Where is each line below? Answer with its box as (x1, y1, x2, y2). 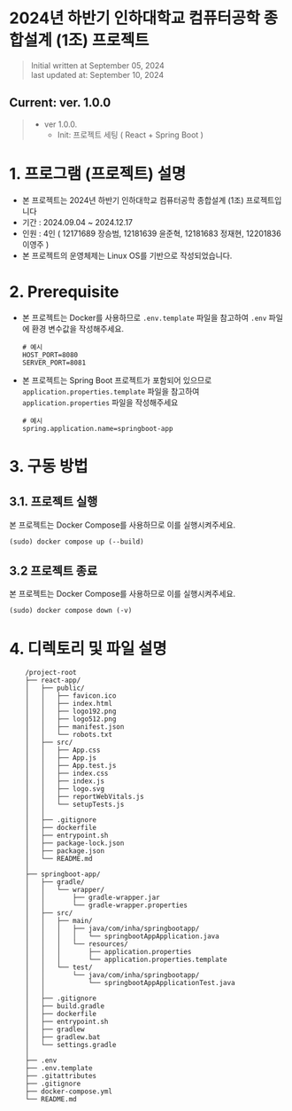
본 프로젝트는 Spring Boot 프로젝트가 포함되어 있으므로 (21, 374, 212, 386)
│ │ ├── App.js (25, 754, 97, 763)
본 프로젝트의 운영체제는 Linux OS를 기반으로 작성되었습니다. (21, 250, 233, 261)
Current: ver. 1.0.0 (9, 95, 111, 111)
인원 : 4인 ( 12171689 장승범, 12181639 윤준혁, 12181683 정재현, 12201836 (21, 228, 281, 239)
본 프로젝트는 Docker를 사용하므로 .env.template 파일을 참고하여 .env (21, 312, 267, 323)
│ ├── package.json (25, 847, 104, 856)
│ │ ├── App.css (25, 746, 101, 755)
